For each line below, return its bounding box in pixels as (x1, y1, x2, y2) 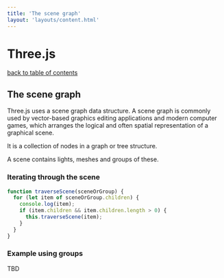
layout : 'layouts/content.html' (7, 16, 99, 23)
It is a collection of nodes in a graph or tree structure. (7, 142, 158, 150)
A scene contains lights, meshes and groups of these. (7, 155, 159, 163)
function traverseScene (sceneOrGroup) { (7, 188, 125, 195)
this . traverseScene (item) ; (25, 213, 103, 220)
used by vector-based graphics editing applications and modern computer (7, 114, 217, 122)
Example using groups (7, 248, 84, 258)
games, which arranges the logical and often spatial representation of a (7, 121, 209, 130)
